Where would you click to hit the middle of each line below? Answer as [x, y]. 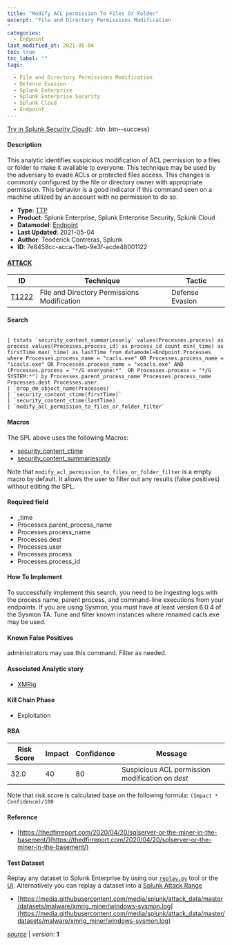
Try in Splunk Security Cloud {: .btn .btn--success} [79, 129]
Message [172, 753]
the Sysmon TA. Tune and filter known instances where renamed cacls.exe [113, 614]
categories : [24, 33]
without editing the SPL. [41, 486]
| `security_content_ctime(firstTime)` [65, 395]
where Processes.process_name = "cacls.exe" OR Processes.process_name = [116, 359]
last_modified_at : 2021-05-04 [51, 46]
